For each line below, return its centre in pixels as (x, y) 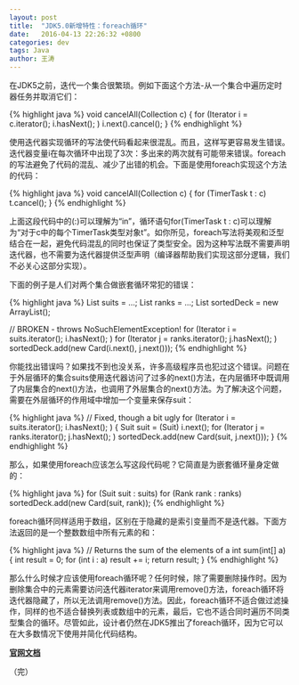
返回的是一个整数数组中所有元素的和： (87, 532)
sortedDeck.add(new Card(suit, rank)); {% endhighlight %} (117, 503)
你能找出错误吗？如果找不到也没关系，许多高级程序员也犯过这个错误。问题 (145, 367)
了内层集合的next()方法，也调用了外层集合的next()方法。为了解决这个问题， (148, 389)
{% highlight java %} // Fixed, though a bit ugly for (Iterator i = (122, 418)
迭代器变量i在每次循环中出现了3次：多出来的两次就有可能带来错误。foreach (148, 153)
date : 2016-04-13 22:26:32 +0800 (75, 34)
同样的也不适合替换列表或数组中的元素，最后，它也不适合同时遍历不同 (153, 612)
